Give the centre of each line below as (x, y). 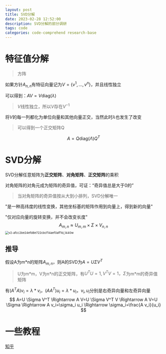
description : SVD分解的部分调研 (36, 24)
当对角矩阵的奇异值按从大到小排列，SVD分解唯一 (68, 196)
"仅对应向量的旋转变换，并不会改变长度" (46, 217)
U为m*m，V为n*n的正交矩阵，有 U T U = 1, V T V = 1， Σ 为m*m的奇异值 (87, 273)
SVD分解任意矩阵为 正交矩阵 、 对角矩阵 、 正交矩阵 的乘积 (62, 175)
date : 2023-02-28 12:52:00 (33, 19)
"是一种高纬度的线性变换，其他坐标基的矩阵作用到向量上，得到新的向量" (79, 206)
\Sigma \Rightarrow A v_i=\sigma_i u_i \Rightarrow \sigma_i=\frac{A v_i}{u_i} (83, 305)
